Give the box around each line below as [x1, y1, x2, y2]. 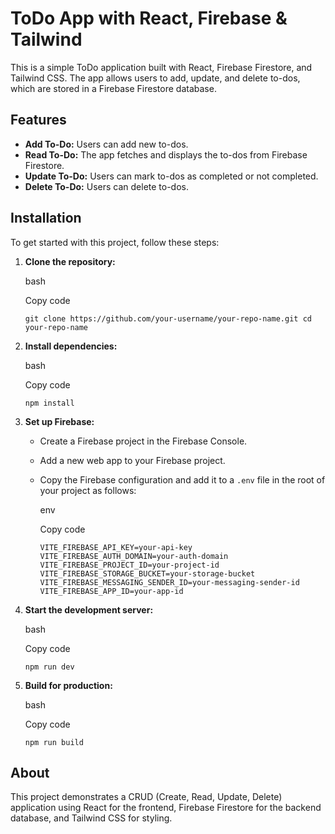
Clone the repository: [24, 255, 116, 267]
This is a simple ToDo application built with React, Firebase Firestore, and [10, 61, 313, 73]
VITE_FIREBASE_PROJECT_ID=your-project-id [39, 560, 220, 570]
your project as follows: [39, 484, 137, 496]
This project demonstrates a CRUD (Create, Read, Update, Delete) [10, 791, 283, 803]
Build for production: [24, 679, 113, 691]
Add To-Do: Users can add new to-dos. [24, 138, 189, 150]
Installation [10, 210, 82, 227]
